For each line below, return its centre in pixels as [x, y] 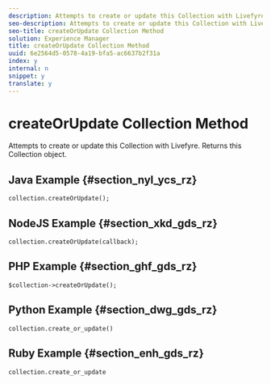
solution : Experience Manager [59, 38]
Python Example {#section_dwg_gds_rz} [113, 310]
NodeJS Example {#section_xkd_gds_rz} [113, 223]
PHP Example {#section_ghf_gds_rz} [103, 266]
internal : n [28, 69]
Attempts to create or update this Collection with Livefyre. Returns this [125, 146]
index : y [23, 61]
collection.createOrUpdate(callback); [73, 242]
